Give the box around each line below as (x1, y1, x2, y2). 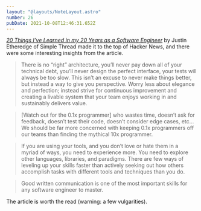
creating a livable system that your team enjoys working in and (21, 93, 177, 100)
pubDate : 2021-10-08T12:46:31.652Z (6, 20, 96, 26)
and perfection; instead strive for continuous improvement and (21, 87, 177, 94)
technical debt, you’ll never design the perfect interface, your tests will (21, 68, 197, 75)
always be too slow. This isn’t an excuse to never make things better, (21, 74, 192, 82)
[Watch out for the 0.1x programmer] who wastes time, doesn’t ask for (21, 111, 195, 118)
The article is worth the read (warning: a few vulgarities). (6, 198, 148, 206)
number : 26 (6, 15, 34, 21)
